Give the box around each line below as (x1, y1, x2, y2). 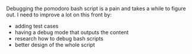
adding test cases (14, 23, 59, 29)
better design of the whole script (14, 41, 95, 48)
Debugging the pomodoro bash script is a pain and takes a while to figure (6, 5, 186, 12)
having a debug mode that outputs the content (14, 29, 129, 36)
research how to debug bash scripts (14, 35, 104, 42)
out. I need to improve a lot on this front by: (6, 11, 112, 18)
